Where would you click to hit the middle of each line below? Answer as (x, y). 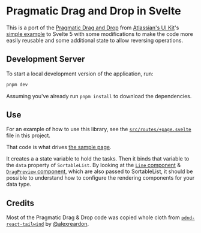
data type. (19, 184)
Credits (20, 203)
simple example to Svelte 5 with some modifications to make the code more (100, 34)
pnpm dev (17, 84)
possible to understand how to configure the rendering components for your (100, 178)
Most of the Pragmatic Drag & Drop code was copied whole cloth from (93, 217)
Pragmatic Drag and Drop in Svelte (94, 11)
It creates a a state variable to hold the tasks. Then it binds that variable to (98, 159)
